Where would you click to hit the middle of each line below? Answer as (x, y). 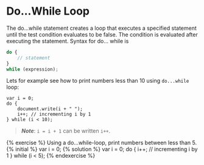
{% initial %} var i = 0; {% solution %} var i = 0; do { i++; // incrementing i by (102, 149)
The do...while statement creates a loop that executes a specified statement (101, 28)
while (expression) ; (33, 69)
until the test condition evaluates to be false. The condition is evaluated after (102, 34)
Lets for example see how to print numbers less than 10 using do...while (98, 81)
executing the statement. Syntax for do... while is (68, 41)
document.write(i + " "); (50, 109)
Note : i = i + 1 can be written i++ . (66, 131)
